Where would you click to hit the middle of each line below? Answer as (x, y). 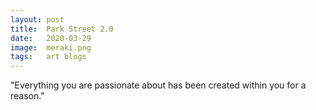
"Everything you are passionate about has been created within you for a (158, 85)
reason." (27, 96)
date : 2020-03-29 (51, 38)
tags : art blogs (48, 57)
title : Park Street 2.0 (62, 29)
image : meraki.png (51, 47)
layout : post (37, 19)
